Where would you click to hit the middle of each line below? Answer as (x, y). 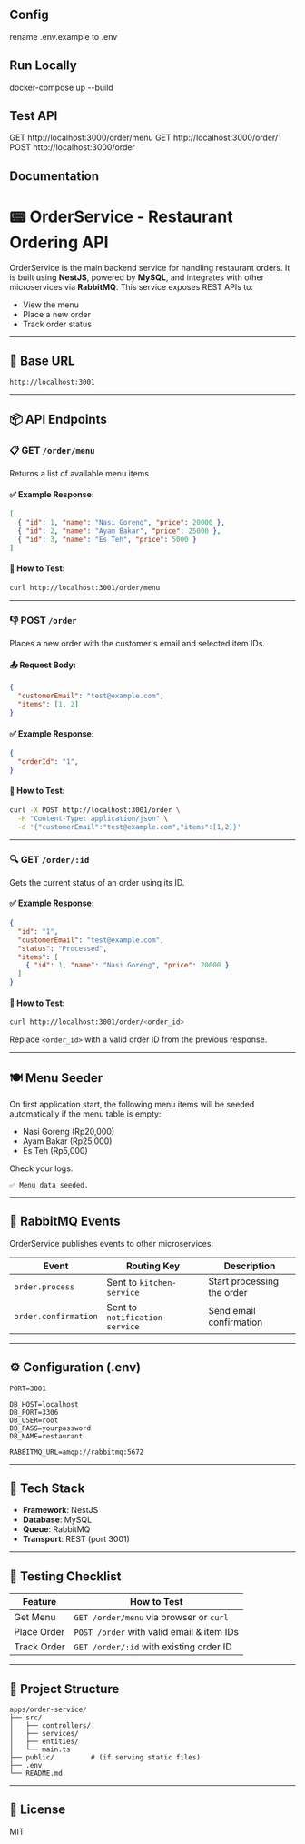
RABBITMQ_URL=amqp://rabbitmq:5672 (77, 1452)
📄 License (38, 1810)
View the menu (51, 305)
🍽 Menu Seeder (56, 1078)
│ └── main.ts (40, 1749)
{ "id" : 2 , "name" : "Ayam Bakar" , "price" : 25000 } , (119, 531)
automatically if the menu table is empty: (85, 1114)
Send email (232, 1310)
